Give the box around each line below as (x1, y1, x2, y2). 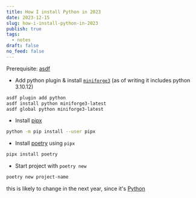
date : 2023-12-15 (6, 15, 50, 21)
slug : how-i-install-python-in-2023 (6, 20, 98, 26)
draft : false (6, 43, 39, 49)
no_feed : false (6, 48, 45, 54)
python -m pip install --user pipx (6, 128, 96, 135)
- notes (11, 37, 31, 43)
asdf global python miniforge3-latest (6, 106, 104, 112)
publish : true (6, 25, 42, 32)
